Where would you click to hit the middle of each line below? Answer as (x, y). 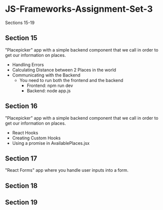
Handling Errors (28, 64)
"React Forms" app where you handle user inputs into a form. (67, 170)
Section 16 (21, 106)
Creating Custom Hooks (36, 138)
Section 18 (21, 186)
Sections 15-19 (20, 23)
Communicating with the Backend (46, 75)
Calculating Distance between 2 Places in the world (64, 70)
